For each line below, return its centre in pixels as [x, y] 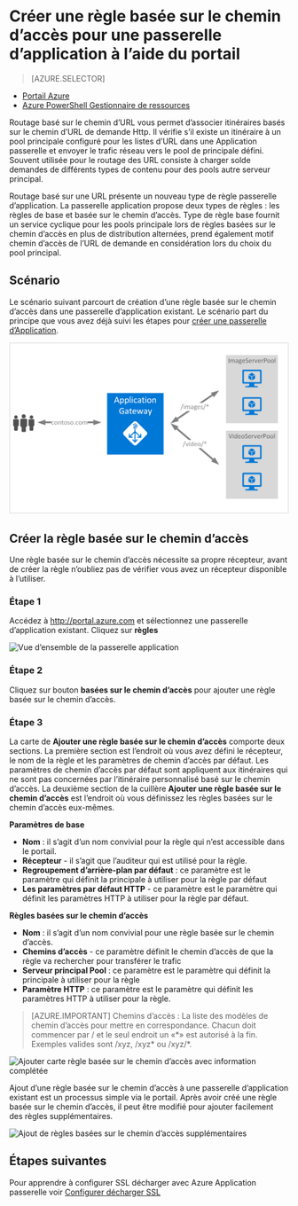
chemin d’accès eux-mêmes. [62, 808]
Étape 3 [26, 722]
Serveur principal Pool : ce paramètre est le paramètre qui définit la [146, 971]
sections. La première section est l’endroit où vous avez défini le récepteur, [146, 751]
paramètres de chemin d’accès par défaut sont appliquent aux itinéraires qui [149, 770]
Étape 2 [26, 670]
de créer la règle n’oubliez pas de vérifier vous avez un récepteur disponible [148, 569]
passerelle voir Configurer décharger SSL [85, 1192]
